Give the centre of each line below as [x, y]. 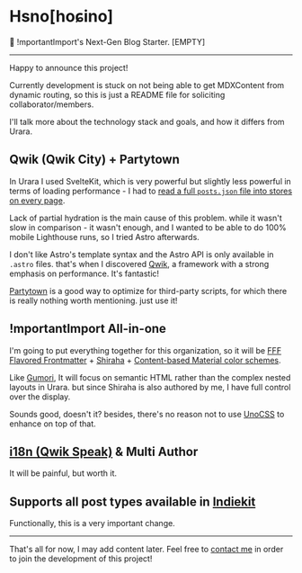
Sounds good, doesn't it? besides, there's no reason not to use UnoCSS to [147, 414]
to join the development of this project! [81, 559]
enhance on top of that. [53, 424]
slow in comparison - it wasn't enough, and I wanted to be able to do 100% [148, 227]
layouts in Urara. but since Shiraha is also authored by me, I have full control [150, 387]
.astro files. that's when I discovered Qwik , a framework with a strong [139, 264]
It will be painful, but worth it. [63, 473]
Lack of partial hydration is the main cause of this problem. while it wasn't [146, 218]
